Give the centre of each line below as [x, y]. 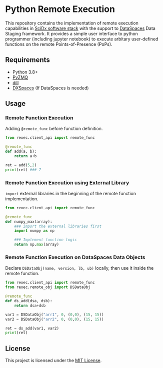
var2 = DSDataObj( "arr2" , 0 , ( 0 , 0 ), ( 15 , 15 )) [54, 319]
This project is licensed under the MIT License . [53, 361]
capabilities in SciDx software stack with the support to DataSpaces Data [80, 28]
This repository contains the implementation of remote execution [72, 23]
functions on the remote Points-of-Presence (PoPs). [59, 44]
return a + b [25, 156]
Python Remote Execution [60, 9]
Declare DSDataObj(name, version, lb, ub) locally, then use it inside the [79, 268]
